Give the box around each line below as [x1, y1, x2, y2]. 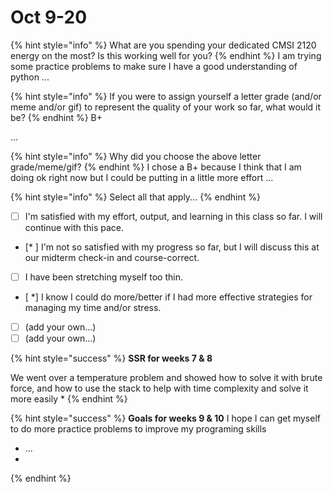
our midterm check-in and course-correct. [24, 252, 200, 263]
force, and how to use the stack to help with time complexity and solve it [10, 382, 309, 395]
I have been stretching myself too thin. [24, 271, 183, 283]
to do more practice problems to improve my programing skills [10, 423, 267, 435]
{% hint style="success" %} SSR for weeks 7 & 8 [10, 352, 213, 365]
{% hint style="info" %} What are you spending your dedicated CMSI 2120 [10, 39, 317, 51]
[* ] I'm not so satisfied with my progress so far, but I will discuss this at [24, 241, 320, 253]
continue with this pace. [24, 222, 125, 233]
